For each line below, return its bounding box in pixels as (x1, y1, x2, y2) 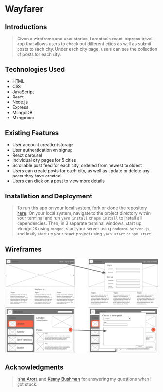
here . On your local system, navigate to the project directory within (17, 210, 151, 216)
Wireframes (5, 245, 42, 253)
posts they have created (12, 173, 61, 178)
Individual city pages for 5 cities (12, 157, 76, 163)
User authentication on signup (12, 147, 73, 153)
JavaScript (12, 89, 34, 95)
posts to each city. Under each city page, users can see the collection (17, 46, 158, 52)
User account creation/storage (12, 141, 74, 147)
